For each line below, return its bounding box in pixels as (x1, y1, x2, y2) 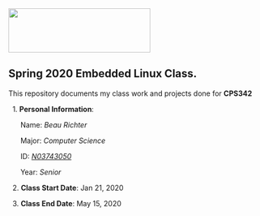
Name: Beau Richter (19, 119, 87, 129)
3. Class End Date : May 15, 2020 (11, 198, 121, 208)
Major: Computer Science (19, 136, 106, 145)
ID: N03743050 (19, 151, 72, 161)
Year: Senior (19, 166, 62, 177)
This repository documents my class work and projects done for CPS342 (8, 89, 253, 98)
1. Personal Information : (11, 104, 95, 114)
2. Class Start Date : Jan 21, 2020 (11, 183, 124, 192)
